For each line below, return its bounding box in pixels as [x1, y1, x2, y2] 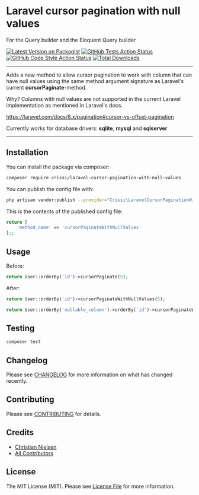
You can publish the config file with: [6, 185, 94, 192]
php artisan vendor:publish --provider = [6, 197, 108, 203]
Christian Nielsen [14, 443, 57, 450]
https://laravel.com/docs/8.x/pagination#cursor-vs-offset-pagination [6, 113, 174, 120]
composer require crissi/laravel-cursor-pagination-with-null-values [6, 174, 182, 180]
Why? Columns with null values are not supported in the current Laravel [6, 95, 181, 102]
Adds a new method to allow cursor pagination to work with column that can [6, 71, 192, 78]
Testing [6, 323, 35, 333]
